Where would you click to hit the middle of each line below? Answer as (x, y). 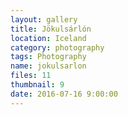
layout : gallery (44, 19)
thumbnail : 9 (37, 85)
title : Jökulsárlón (51, 29)
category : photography (57, 47)
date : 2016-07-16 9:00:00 (64, 94)
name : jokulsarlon (48, 66)
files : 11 (31, 76)
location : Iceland (48, 38)
